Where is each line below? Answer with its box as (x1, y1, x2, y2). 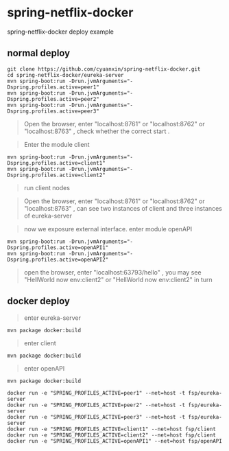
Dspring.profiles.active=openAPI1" (7, 244, 109, 251)
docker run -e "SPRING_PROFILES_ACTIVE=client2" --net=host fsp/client (7, 431, 216, 439)
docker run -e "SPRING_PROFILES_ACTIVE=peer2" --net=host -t (7, 402, 186, 408)
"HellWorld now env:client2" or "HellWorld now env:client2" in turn (23, 275, 213, 284)
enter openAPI (23, 364, 65, 372)
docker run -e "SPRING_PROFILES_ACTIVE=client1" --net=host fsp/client (7, 426, 216, 432)
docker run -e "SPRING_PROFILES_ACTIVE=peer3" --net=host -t (7, 413, 186, 420)
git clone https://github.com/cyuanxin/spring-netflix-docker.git (7, 65, 201, 73)
